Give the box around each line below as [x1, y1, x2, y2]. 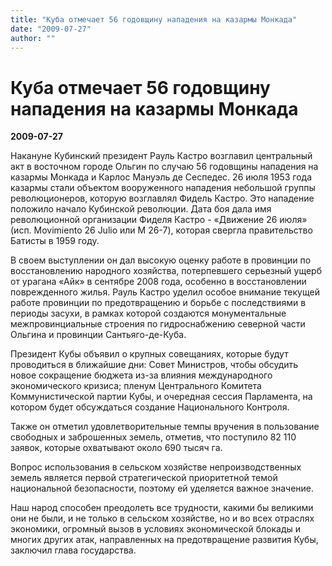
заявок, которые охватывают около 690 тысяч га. [10, 442, 223, 454]
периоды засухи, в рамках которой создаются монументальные [10, 307, 287, 320]
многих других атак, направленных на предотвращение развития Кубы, [10, 534, 319, 546]
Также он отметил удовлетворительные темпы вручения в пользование [10, 421, 320, 433]
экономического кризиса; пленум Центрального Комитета [10, 380, 262, 392]
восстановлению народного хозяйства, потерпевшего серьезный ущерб [10, 265, 322, 277]
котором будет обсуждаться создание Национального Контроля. [10, 401, 290, 413]
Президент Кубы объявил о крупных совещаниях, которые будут [10, 348, 289, 360]
